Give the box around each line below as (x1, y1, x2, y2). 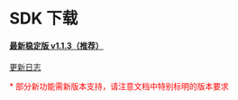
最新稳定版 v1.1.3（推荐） (9, 40, 104, 50)
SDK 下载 (9, 8, 78, 29)
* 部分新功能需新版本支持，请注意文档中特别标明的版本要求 (9, 81, 229, 92)
